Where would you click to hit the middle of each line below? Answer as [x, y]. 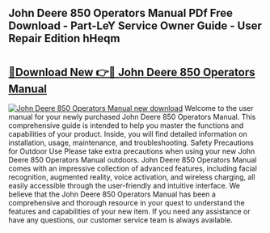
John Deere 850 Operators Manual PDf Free [120, 13]
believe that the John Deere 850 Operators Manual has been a [112, 194]
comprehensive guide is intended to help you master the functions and [126, 125]
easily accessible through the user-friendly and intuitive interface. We [124, 186]
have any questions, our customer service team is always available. [120, 220]
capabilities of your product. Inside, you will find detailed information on [128, 134]
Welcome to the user [219, 108]
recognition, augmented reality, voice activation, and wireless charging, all [132, 177]
